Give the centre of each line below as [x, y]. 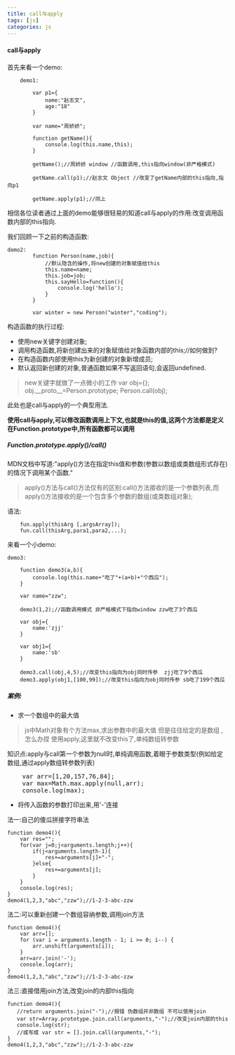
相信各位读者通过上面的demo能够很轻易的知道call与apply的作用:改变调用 [112, 213]
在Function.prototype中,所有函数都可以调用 [71, 428]
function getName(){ [62, 138]
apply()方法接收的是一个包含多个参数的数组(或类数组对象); [108, 496]
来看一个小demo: [32, 544]
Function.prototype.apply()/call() [57, 445]
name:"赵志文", [65, 100]
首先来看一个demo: [35, 67]
